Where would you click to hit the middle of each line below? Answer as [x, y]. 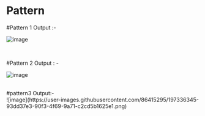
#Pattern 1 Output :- [31, 27]
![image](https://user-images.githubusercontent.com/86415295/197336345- [102, 100]
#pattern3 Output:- [30, 93]
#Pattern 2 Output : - [33, 63]
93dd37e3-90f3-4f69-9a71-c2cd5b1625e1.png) [67, 106]
